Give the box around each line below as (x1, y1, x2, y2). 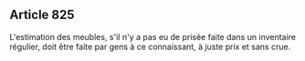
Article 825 (9, 7, 75, 23)
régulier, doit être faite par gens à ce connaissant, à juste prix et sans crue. (9, 41, 291, 52)
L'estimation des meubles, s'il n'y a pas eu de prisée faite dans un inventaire (9, 31, 297, 42)
